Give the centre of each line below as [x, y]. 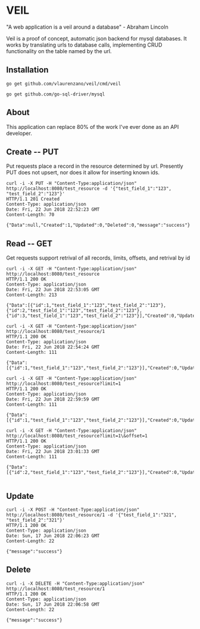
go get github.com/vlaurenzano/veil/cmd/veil [63, 84]
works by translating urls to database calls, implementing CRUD [84, 45]
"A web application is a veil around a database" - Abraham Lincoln [87, 27]
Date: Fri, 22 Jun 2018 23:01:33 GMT [53, 452]
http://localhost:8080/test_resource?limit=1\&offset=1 [77, 436]
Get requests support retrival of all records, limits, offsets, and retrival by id [98, 258]
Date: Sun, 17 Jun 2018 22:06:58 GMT [53, 604]
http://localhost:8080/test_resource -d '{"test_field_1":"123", [89, 189]
